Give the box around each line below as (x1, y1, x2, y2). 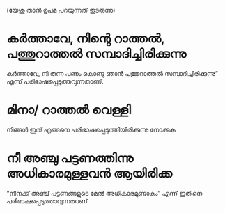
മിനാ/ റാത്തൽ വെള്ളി (6, 102, 131, 118)
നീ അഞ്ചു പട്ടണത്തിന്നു (6, 150, 134, 166)
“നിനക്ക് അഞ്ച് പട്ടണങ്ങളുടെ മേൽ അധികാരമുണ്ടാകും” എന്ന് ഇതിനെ (6, 189, 203, 197)
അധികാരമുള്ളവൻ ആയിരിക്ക (6, 166, 172, 182)
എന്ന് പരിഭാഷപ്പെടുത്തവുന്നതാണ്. (6, 77, 104, 86)
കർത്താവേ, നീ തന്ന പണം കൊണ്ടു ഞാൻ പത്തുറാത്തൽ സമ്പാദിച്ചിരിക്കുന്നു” (6, 69, 219, 77)
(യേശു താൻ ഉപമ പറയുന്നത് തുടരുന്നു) (6, 6, 116, 14)
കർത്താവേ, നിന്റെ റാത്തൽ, (6, 31, 165, 47)
